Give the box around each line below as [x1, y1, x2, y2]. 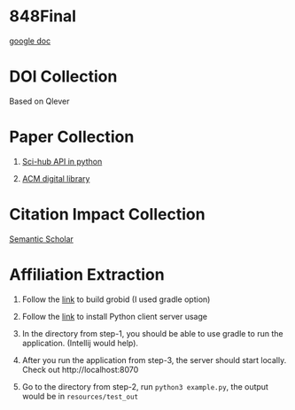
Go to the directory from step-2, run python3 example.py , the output [21, 381, 268, 391]
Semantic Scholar [9, 233, 74, 244]
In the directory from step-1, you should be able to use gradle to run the [21, 328, 283, 338]
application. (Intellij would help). [21, 337, 139, 348]
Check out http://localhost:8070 [21, 364, 139, 375]
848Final [9, 6, 77, 27]
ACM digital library [21, 173, 90, 183]
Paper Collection [9, 127, 135, 147]
